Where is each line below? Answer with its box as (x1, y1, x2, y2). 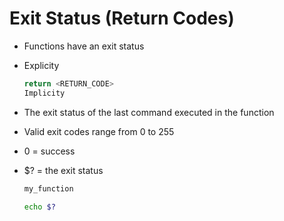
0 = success (23, 145, 76, 157)
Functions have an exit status (23, 40, 145, 52)
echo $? (23, 202, 56, 212)
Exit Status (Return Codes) (9, 7, 235, 30)
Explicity (23, 59, 60, 71)
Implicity (23, 88, 66, 98)
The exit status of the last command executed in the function (23, 106, 275, 118)
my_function (23, 183, 74, 194)
